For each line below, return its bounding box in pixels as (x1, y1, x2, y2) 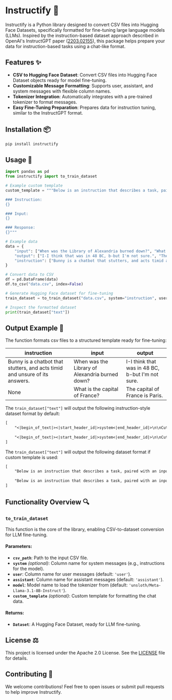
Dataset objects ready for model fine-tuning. (12, 77, 107, 83)
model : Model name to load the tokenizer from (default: (12, 582, 128, 588)
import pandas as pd (5, 169, 50, 174)
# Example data (5, 239, 38, 244)
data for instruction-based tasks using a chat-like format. (5, 43, 126, 49)
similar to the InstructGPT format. (12, 110, 83, 116)
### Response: (5, 225, 36, 230)
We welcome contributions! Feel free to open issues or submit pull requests (5, 683, 165, 690)
